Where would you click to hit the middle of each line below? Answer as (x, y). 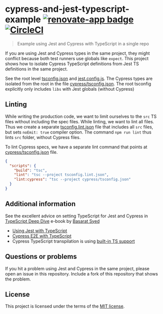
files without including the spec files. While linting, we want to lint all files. (80, 121)
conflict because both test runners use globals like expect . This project (77, 58)
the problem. (18, 279)
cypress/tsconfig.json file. (32, 152)
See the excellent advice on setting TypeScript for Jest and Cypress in (77, 216)
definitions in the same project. (36, 69)
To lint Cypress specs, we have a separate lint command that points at (76, 147)
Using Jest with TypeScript (40, 231)
